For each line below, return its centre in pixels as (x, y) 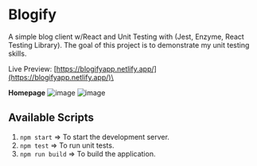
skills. (18, 53)
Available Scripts (51, 118)
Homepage (27, 92)
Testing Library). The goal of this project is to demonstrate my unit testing (129, 44)
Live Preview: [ (33, 68)
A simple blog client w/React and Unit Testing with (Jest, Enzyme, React (126, 37)
